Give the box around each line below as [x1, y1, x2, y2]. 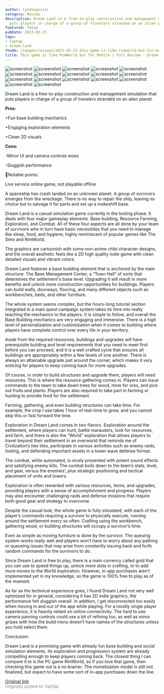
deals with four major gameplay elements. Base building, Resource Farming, [5, 216, 158, 222]
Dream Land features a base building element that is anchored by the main [5, 266, 155, 272]
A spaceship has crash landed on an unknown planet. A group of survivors [5, 191, 155, 197]
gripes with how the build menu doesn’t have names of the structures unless [5, 619, 159, 625]
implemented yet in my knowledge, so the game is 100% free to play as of [5, 573, 154, 579]
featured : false [5, 25, 38, 30]
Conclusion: [5, 633, 29, 640]
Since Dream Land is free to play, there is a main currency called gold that [5, 558, 154, 564]
